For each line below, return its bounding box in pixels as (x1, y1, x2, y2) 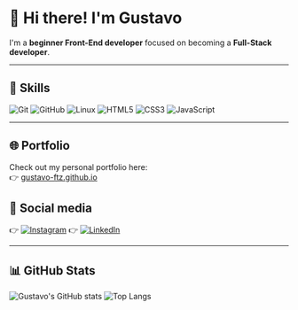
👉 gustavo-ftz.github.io (9, 172, 98, 182)
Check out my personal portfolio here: (9, 161, 148, 172)
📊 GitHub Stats (9, 263, 96, 278)
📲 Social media (9, 200, 93, 215)
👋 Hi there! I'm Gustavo (9, 8, 183, 28)
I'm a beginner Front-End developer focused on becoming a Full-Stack (9, 37, 272, 48)
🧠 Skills (9, 81, 51, 96)
